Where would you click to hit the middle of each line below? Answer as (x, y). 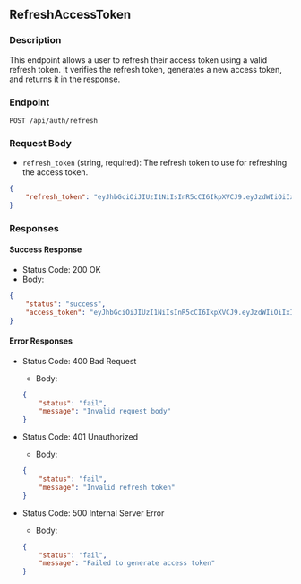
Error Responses (41, 341)
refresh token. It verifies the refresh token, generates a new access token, (146, 69)
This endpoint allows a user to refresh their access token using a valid (138, 60)
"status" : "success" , (65, 304)
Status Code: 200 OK (61, 270)
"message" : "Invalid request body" (105, 412)
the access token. (55, 172)
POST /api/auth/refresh (54, 120)
